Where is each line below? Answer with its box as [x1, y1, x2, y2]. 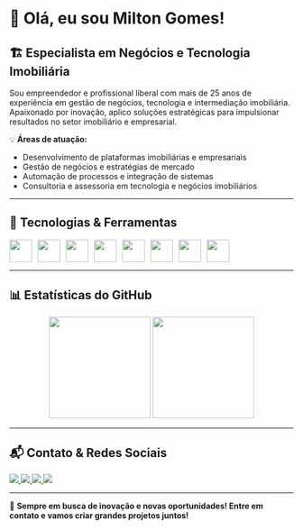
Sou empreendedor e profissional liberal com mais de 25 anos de [9, 87, 252, 98]
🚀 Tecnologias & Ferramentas [9, 215, 178, 231]
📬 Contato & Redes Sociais [9, 445, 168, 461]
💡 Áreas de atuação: [9, 134, 87, 144]
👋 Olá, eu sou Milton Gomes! [9, 8, 225, 29]
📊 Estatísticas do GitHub [9, 288, 152, 303]
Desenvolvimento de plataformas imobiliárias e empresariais [22, 152, 247, 162]
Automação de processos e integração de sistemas [22, 171, 214, 181]
